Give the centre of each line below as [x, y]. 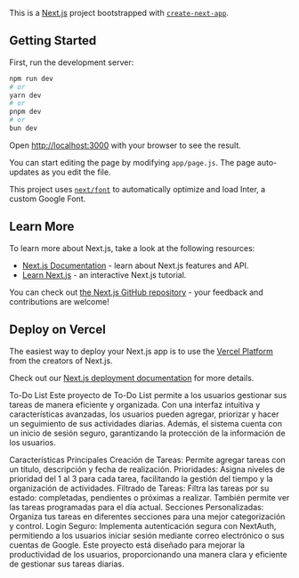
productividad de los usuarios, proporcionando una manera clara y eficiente [148, 554]
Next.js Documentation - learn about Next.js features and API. [135, 265]
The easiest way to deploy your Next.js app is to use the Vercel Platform [141, 351]
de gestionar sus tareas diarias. [67, 564]
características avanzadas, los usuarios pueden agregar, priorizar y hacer [144, 414]
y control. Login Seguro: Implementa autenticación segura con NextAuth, [143, 525]
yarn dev [25, 95]
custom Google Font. [48, 199]
